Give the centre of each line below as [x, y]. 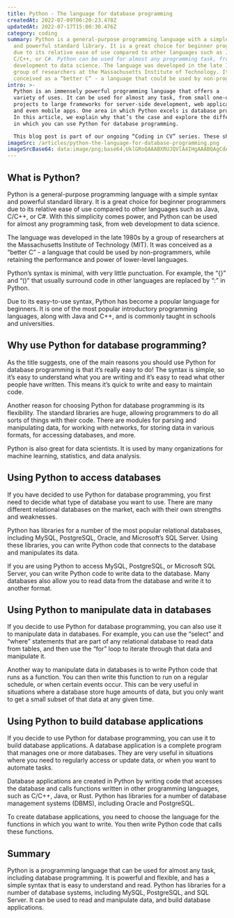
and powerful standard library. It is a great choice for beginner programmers [117, 201]
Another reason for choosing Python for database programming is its [106, 405]
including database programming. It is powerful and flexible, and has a [108, 878]
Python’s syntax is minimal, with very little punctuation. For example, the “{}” [117, 273]
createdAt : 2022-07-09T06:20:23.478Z [62, 20]
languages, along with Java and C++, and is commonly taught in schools [111, 316]
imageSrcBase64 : [31, 149]
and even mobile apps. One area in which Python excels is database [115, 111]
